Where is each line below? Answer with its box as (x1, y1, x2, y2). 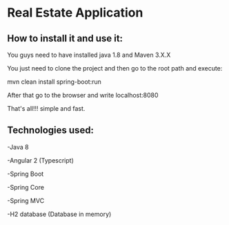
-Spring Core (7, 183, 45, 191)
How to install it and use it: (7, 33, 123, 44)
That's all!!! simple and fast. (7, 105, 86, 112)
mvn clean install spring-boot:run (7, 78, 102, 86)
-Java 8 (7, 143, 29, 151)
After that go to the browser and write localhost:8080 (7, 91, 159, 99)
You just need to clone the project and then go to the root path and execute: (7, 64, 223, 72)
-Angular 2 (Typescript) (7, 156, 74, 164)
